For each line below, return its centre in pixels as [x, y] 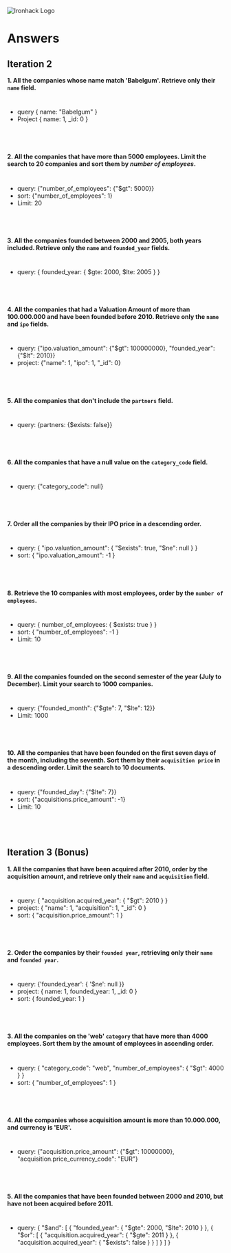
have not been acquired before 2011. [60, 1204]
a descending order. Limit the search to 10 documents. [87, 767]
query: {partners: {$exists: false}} [65, 424]
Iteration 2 [30, 64]
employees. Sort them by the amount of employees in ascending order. [111, 1044]
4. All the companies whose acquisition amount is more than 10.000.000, [114, 1120]
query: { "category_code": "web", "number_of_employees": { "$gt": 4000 [120, 1068]
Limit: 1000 [33, 716]
